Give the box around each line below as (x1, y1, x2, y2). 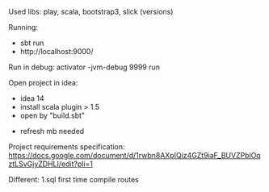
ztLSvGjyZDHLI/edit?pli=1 (8, 159, 93, 169)
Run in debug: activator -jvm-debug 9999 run (8, 62, 160, 72)
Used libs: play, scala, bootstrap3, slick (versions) (8, 7, 174, 16)
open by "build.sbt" (19, 111, 86, 120)
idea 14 (19, 94, 44, 103)
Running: (8, 23, 39, 31)
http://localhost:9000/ (19, 47, 95, 56)
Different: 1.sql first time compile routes (8, 175, 140, 184)
